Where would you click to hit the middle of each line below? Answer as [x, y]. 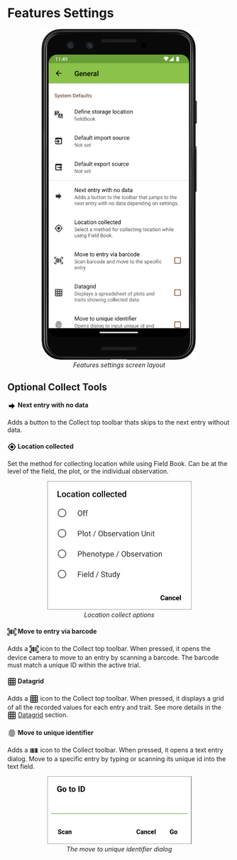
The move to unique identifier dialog [119, 849]
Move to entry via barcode [57, 631]
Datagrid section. [43, 715]
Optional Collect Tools [57, 387]
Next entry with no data [53, 405]
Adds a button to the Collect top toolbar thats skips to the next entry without [118, 423]
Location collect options [119, 615]
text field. [21, 766]
